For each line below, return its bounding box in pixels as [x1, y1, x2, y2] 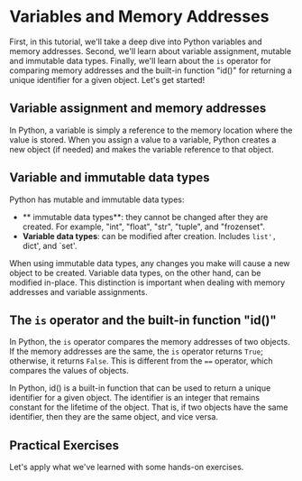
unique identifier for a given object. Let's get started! [9, 74, 206, 85]
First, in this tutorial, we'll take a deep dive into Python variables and [9, 36, 263, 47]
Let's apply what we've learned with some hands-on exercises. [9, 462, 244, 473]
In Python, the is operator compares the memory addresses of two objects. [9, 337, 290, 347]
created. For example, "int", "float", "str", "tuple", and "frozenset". [22, 221, 266, 232]
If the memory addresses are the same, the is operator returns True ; [9, 346, 263, 357]
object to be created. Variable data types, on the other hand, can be [9, 267, 261, 278]
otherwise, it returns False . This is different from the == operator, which [9, 356, 273, 366]
